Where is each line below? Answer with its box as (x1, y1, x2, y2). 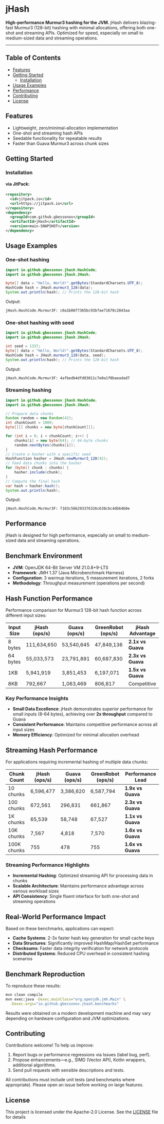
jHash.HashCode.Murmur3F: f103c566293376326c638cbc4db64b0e (5, 506, 130, 511)
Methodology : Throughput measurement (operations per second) (12, 580, 145, 586)
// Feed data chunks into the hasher (5, 461, 82, 466)
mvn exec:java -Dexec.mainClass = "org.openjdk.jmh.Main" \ (5, 997, 126, 1002)
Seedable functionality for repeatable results (12, 135, 102, 141)
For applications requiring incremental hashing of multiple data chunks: (5, 759, 148, 765)
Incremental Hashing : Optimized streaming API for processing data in (12, 872, 153, 878)
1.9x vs (124, 785, 143, 792)
